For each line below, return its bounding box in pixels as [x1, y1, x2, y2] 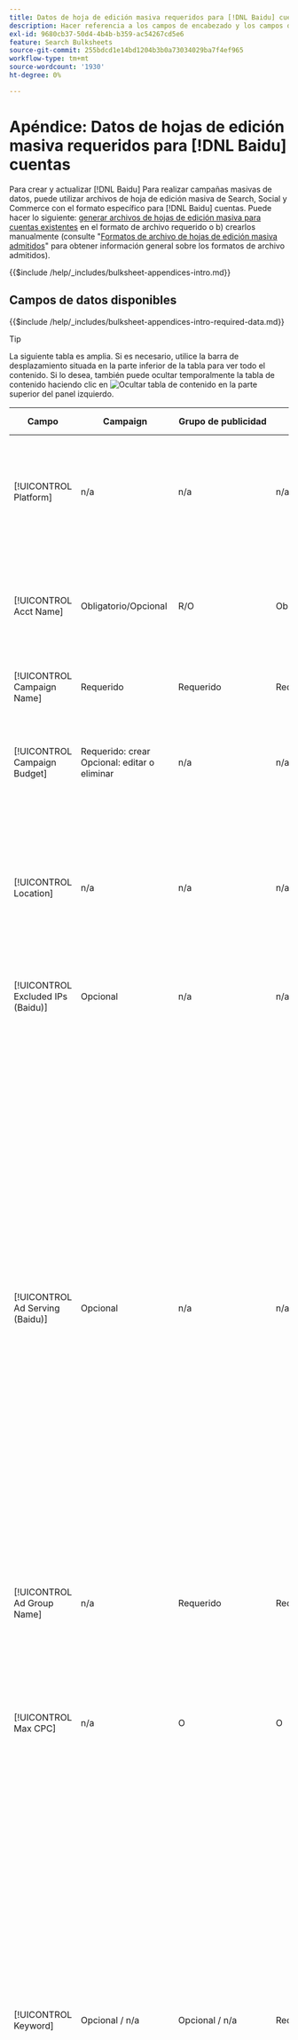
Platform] [13, 491, 53, 503]
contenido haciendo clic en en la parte [9, 379, 258, 390]
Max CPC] [13, 1722, 57, 1735]
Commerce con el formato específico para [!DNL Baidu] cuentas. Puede [9, 202, 272, 213]
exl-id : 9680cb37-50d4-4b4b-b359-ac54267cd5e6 [9, 29, 184, 38]
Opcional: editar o [80, 756, 155, 768]
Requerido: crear [80, 744, 151, 757]
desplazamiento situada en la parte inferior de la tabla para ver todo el [9, 360, 266, 371]
